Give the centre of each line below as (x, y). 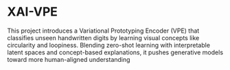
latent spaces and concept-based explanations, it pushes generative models (115, 52)
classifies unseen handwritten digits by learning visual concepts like (103, 37)
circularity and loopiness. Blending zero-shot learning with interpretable (109, 45)
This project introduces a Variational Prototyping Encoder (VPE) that (103, 31)
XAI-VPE (33, 12)
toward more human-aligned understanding (69, 59)
